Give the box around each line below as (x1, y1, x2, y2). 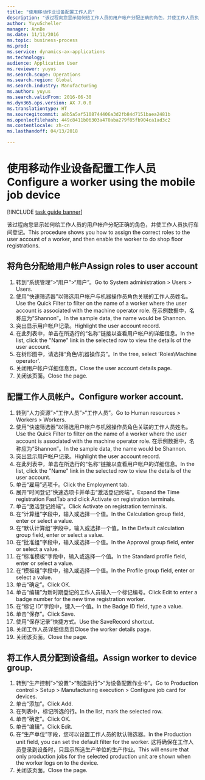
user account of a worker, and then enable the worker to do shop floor (7, 235, 183, 242)
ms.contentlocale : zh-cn (7, 123, 70, 129)
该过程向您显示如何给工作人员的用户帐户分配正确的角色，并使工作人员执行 (7, 221, 193, 228)
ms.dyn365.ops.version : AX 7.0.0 (7, 100, 92, 106)
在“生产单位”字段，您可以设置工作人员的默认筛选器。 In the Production (15, 731, 192, 738)
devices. (15, 693, 38, 700)
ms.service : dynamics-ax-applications (7, 49, 105, 55)
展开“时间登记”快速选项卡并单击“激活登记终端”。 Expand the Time (15, 488, 180, 495)
